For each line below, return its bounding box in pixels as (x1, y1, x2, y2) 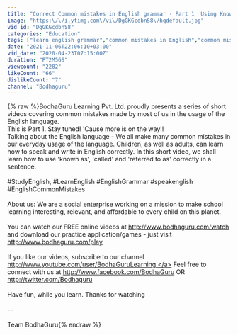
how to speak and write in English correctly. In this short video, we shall (7, 147, 216, 156)
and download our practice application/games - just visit (7, 230, 172, 239)
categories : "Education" (7, 30, 81, 38)
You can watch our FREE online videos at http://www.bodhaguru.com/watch (7, 222, 229, 231)
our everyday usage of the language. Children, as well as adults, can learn (7, 140, 224, 149)
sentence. (7, 162, 37, 171)
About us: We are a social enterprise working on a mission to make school (7, 200, 223, 209)
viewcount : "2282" (7, 63, 62, 70)
